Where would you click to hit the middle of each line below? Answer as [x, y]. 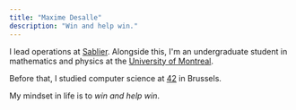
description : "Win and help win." [74, 26]
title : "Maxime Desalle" [56, 17]
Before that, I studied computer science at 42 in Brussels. [116, 78]
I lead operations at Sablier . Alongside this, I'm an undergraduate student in [148, 51]
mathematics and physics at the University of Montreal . [111, 61]
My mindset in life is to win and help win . [84, 96]
